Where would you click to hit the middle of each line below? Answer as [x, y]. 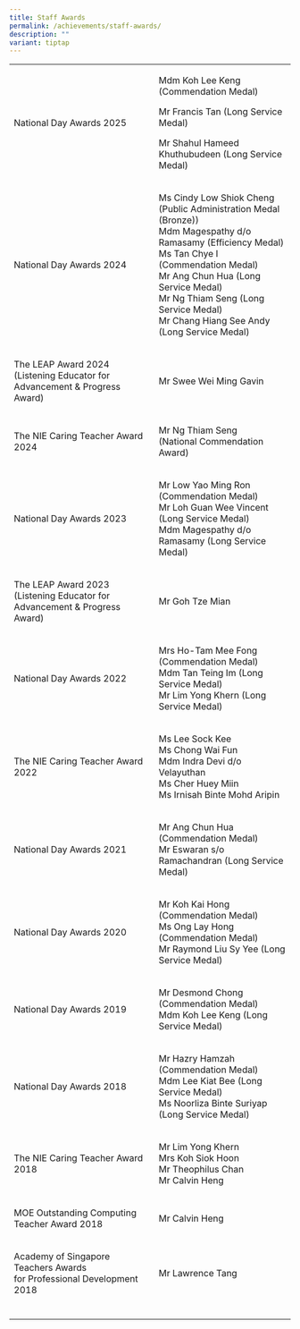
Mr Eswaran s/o [192, 850]
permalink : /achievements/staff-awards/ [86, 26]
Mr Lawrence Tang [198, 1274]
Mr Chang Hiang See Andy [214, 321]
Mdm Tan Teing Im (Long [211, 673]
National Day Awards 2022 [70, 679]
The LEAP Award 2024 [62, 365]
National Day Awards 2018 [70, 1087]
